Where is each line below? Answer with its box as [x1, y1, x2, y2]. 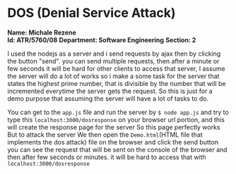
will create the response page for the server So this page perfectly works [7, 123, 220, 131]
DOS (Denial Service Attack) [7, 5, 176, 21]
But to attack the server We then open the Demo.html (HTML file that [7, 130, 203, 139]
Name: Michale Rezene [7, 28, 76, 37]
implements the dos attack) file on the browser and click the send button [7, 137, 219, 146]
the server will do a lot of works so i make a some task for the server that [7, 72, 220, 80]
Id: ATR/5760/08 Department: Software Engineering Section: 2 [7, 35, 196, 44]
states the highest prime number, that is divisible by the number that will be [7, 79, 226, 87]
